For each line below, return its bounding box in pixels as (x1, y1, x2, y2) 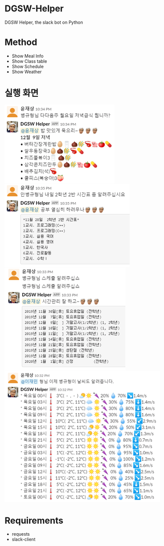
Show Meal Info (11, 53, 44, 59)
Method (4, 37, 37, 48)
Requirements (4, 515, 64, 526)
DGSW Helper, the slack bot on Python (4, 19, 83, 25)
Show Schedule (11, 63, 44, 69)
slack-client (11, 537, 35, 543)
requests (11, 531, 30, 537)
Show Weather (11, 69, 42, 75)
